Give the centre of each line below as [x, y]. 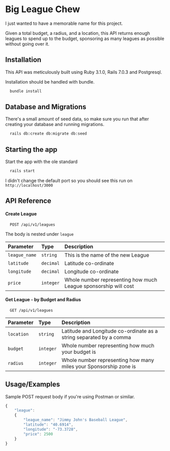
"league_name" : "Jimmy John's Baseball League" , [76, 420]
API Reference [28, 201]
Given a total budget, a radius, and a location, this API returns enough [78, 33]
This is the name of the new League [107, 255]
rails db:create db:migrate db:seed [48, 134]
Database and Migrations [46, 107]
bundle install [26, 91]
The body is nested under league [39, 234]
